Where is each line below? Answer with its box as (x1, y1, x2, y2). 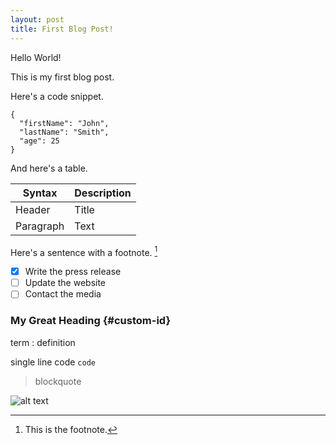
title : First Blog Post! (10, 24, 114, 34)
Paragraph (15, 219, 65, 233)
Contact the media (24, 288, 102, 300)
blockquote (34, 375, 82, 387)
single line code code (10, 356, 96, 368)
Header (15, 202, 51, 216)
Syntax (22, 186, 58, 200)
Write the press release (24, 266, 122, 278)
